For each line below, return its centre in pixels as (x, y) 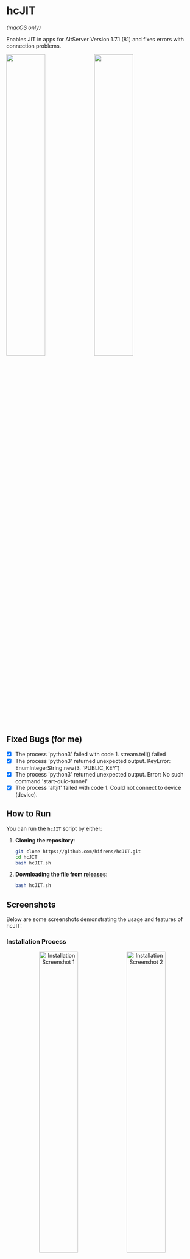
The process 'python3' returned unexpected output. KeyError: (93, 761)
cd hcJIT (26, 857)
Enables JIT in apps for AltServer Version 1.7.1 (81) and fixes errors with (95, 39)
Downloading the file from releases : (61, 874)
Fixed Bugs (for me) (44, 740)
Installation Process (36, 942)
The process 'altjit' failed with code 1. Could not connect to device (98, 787)
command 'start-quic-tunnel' (51, 781)
